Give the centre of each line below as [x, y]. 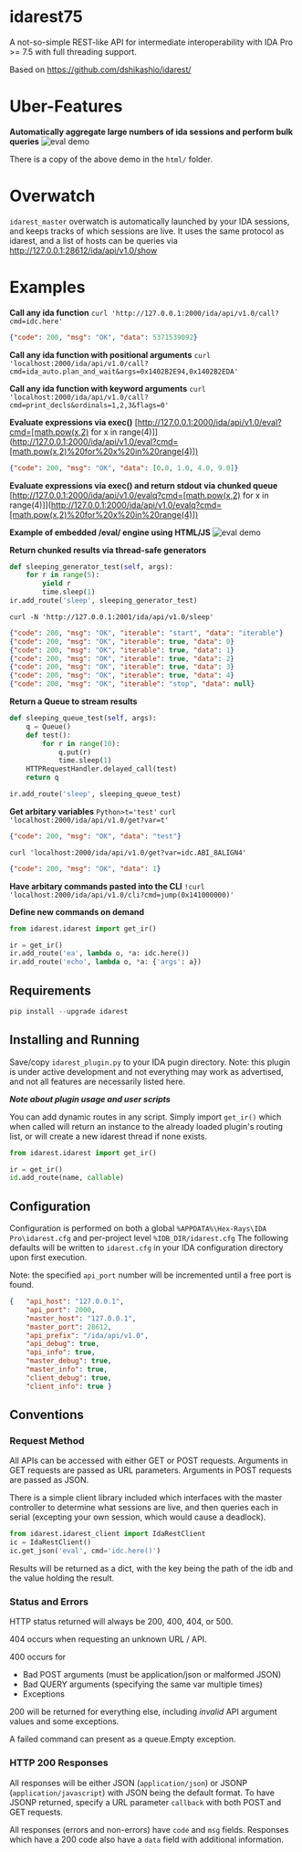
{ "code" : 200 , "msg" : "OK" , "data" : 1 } [85, 868]
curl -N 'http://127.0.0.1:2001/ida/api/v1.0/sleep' [112, 617]
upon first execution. [48, 1257]
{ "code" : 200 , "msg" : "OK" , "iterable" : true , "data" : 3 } [122, 667]
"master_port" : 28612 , [69, 1327]
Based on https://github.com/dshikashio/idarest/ [100, 69]
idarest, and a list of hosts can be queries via [94, 240]
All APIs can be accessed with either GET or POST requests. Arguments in [149, 1461]
